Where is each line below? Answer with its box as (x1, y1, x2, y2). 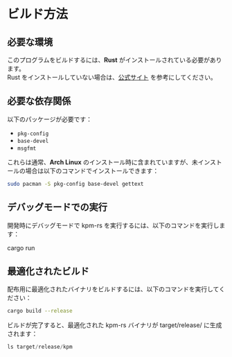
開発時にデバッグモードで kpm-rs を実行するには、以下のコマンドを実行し (7, 221, 220, 229)
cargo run (7, 243, 35, 252)
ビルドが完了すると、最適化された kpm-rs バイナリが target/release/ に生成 (7, 321, 222, 329)
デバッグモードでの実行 (7, 202, 107, 214)
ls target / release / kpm (7, 344, 73, 351)
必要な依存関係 (7, 95, 71, 107)
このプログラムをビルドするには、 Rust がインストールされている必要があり (7, 56, 222, 64)
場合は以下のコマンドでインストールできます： (25, 166, 159, 175)
